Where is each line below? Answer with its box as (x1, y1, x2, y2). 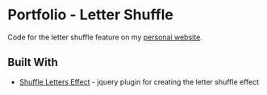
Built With (7, 56, 58, 69)
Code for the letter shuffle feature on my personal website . (7, 32, 202, 42)
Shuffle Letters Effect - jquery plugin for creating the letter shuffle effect (19, 76, 260, 86)
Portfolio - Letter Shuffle (7, 6, 174, 24)
